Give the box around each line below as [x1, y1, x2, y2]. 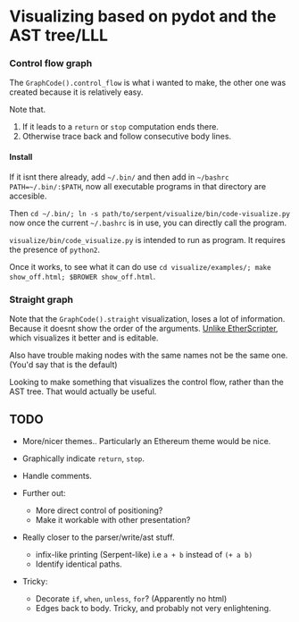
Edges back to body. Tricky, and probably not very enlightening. [35, 602, 271, 613]
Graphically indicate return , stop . [21, 453, 145, 464]
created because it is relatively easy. [9, 87, 144, 97]
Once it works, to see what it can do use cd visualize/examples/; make [9, 261, 271, 272]
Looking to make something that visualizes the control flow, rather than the [9, 376, 284, 387]
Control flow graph [9, 57, 93, 70]
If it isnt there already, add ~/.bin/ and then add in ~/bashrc [9, 172, 229, 182]
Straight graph [9, 293, 74, 306]
